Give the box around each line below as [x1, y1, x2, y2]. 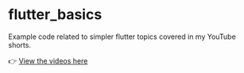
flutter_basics [8, 6, 103, 24]
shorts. [8, 40, 32, 49]
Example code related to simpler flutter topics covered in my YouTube [8, 32, 236, 41]
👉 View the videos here [8, 56, 88, 65]
